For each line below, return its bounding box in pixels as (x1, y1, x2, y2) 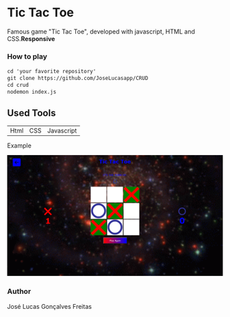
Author (7, 287, 31, 297)
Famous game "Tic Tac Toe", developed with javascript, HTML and (7, 27, 195, 36)
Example (7, 141, 32, 150)
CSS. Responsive (7, 34, 55, 42)
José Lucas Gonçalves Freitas (7, 302, 92, 310)
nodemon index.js (7, 89, 57, 96)
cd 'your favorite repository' (7, 68, 97, 75)
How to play (7, 51, 48, 61)
